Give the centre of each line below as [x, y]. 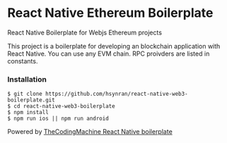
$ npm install [28, 113]
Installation [27, 79]
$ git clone [25, 94]
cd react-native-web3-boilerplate [64, 106]
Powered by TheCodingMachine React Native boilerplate [90, 132]
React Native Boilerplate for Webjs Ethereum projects [85, 32]
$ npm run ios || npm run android [58, 119]
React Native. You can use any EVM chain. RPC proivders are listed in [109, 54]
